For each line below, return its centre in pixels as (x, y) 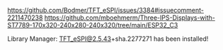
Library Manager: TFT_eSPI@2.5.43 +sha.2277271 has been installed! (108, 39)
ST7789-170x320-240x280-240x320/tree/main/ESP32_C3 (93, 25)
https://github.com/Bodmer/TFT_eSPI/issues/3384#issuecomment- (105, 10)
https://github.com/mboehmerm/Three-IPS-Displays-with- (130, 18)
